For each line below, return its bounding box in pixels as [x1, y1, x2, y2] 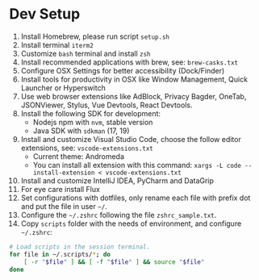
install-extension [32, 169, 95, 177]
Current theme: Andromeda [32, 151, 124, 161]
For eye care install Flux [20, 184, 100, 194]
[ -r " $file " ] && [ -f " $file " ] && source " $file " [23, 257, 205, 266]
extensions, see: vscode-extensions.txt [20, 143, 154, 153]
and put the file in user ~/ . [20, 201, 107, 211]
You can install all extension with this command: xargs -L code [32, 160, 241, 169]
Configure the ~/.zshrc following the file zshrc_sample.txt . [20, 210, 217, 219]
